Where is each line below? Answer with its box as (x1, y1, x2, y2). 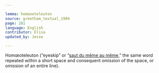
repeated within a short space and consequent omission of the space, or (5, 58, 154, 63)
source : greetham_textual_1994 (5, 16, 70, 21)
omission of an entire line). (5, 63, 60, 69)
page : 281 (5, 21, 26, 26)
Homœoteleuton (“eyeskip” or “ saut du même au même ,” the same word (5, 52, 153, 58)
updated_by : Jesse (5, 35, 43, 39)
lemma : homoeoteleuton (5, 11, 52, 16)
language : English (5, 25, 43, 30)
